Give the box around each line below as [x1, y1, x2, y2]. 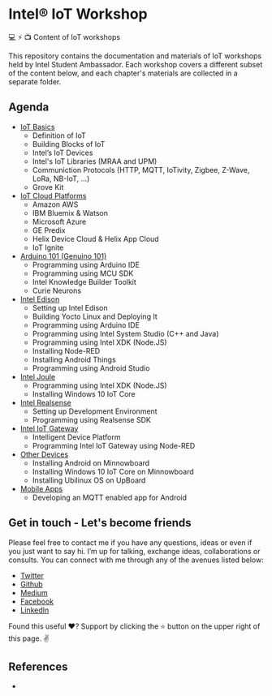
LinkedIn [19, 605, 50, 615]
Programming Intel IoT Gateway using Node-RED [32, 440, 196, 450]
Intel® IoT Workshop [8, 5, 148, 24]
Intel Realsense [19, 397, 71, 407]
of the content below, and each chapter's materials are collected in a [8, 68, 238, 78]
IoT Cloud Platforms [19, 191, 87, 200]
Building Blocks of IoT [32, 139, 106, 148]
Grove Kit [32, 182, 64, 191]
